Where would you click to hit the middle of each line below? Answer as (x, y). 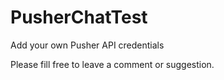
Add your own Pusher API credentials (87, 45)
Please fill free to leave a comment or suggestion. (112, 64)
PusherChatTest (79, 17)
